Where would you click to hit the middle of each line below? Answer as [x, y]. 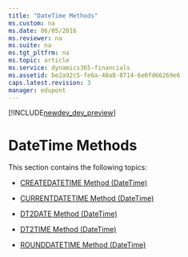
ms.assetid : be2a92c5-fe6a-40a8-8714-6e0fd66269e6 [94, 75]
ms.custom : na [32, 23]
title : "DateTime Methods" [53, 16]
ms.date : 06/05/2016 [43, 30]
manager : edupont [37, 90]
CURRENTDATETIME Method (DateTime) [87, 199]
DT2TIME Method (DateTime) [68, 230]
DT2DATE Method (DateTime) [68, 214]
